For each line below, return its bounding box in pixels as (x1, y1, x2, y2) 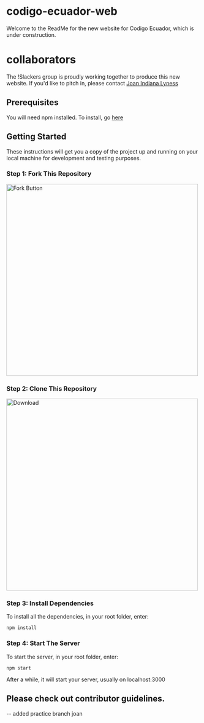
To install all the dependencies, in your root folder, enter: (6, 613, 149, 620)
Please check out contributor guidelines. (6, 694, 165, 704)
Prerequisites (6, 97, 59, 108)
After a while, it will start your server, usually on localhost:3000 (6, 676, 165, 683)
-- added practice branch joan (6, 709, 83, 717)
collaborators (6, 53, 77, 67)
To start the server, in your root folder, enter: (6, 653, 118, 660)
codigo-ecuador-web (6, 4, 118, 18)
